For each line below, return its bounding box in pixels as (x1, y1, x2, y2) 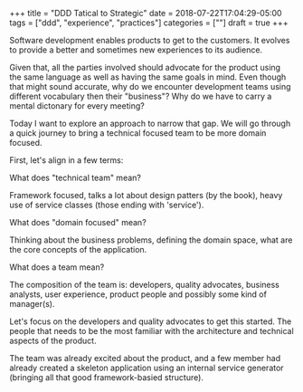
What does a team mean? (9, 262, 105, 272)
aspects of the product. (9, 335, 97, 346)
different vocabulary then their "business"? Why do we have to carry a (9, 91, 272, 101)
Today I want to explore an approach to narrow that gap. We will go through (9, 118, 291, 129)
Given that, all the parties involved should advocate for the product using (9, 62, 281, 72)
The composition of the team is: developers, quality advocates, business (9, 280, 280, 290)
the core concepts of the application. (9, 244, 147, 254)
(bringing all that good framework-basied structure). (9, 372, 204, 383)
